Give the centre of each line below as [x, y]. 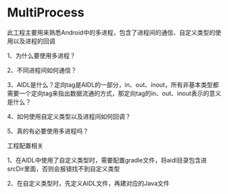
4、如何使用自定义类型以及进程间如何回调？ [69, 116]
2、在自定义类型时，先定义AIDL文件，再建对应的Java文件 [88, 183]
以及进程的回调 [34, 41]
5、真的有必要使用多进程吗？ [48, 131]
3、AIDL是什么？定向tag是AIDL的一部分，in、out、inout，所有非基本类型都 [113, 84]
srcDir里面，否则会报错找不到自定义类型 [64, 169]
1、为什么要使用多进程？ [41, 56]
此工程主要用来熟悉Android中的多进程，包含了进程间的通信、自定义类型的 [111, 32]
